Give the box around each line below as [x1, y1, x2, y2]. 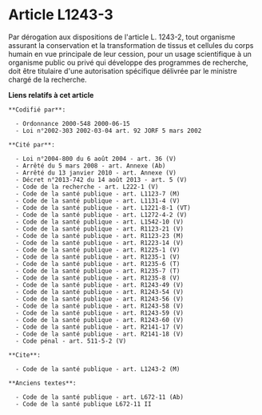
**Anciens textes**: [8, 379, 77, 387]
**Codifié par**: [8, 106, 66, 114]
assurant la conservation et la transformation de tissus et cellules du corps [8, 40, 254, 50]
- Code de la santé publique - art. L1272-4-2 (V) [15, 211, 188, 219]
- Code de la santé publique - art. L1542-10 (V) [15, 218, 184, 226]
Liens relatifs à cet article [8, 90, 94, 99]
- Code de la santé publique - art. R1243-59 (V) [15, 308, 184, 317]
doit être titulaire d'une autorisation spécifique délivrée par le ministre [8, 66, 237, 75]
